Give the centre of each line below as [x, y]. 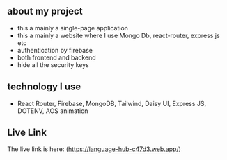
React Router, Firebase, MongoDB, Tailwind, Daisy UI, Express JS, [112, 103]
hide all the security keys [53, 64]
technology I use [44, 87]
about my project [45, 11]
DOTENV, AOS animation [53, 111]
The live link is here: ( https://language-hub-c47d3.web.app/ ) [94, 149]
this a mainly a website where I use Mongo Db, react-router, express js [119, 35]
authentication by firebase [55, 50]
